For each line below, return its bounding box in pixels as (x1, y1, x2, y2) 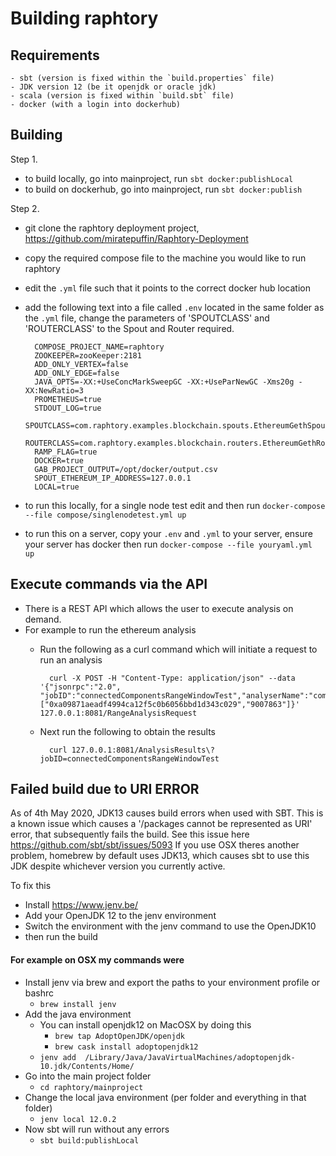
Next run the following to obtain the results (39, 725, 216, 737)
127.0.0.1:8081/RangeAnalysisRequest (39, 708, 198, 718)
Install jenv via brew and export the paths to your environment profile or (24, 976, 321, 988)
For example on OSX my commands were (10, 954, 185, 966)
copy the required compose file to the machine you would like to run (24, 252, 307, 264)
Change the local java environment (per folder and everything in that (24, 1091, 307, 1103)
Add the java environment (24, 1008, 132, 1020)
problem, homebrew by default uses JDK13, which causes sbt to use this (10, 850, 310, 862)
